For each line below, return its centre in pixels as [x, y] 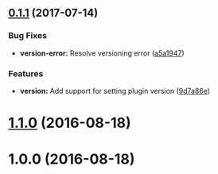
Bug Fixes [28, 36]
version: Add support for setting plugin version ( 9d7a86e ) [115, 91]
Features [26, 73]
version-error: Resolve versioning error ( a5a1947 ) [102, 53]
